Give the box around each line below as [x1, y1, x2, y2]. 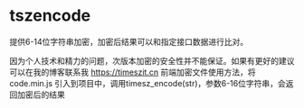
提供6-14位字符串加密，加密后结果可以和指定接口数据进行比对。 [9, 36, 249, 47]
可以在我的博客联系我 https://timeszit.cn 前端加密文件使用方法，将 [9, 67, 256, 77]
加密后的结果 [16, 89, 65, 100]
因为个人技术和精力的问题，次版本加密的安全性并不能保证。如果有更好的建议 [9, 55, 295, 66]
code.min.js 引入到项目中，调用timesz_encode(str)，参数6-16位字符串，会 [9, 77, 287, 88]
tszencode [9, 5, 91, 26]
